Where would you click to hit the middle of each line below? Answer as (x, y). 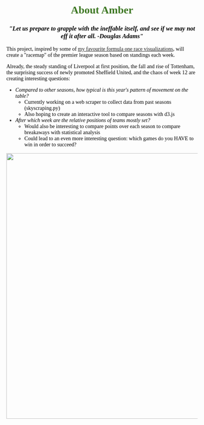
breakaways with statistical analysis (62, 133)
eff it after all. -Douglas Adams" (102, 36)
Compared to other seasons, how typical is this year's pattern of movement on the (101, 90)
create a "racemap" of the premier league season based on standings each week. (91, 55)
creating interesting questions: (38, 79)
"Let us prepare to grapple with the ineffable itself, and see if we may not (102, 29)
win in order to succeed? (50, 145)
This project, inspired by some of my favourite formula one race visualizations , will (95, 49)
